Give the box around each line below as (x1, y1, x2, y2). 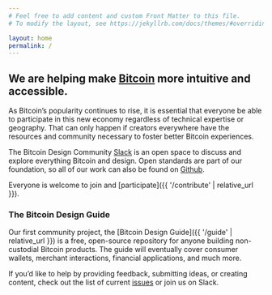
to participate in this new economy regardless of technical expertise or (8, 114, 244, 124)
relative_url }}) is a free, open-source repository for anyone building (8, 236, 234, 246)
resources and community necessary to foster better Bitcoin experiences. (8, 131, 254, 142)
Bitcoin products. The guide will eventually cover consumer (40, 245, 239, 254)
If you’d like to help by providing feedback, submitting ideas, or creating (8, 269, 249, 279)
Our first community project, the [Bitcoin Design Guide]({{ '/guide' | (8, 228, 233, 237)
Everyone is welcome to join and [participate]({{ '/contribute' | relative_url (8, 180, 253, 190)
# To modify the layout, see (8, 19, 107, 28)
